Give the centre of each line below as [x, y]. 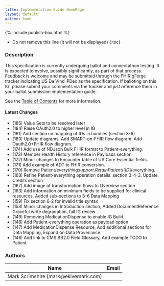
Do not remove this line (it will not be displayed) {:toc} [66, 42]
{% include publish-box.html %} [37, 33]
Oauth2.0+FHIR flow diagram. [42, 144]
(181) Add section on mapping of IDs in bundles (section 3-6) [73, 133]
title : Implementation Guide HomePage [45, 10]
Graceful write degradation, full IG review [54, 212]
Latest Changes [22, 112]
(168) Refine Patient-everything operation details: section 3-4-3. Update [85, 175]
